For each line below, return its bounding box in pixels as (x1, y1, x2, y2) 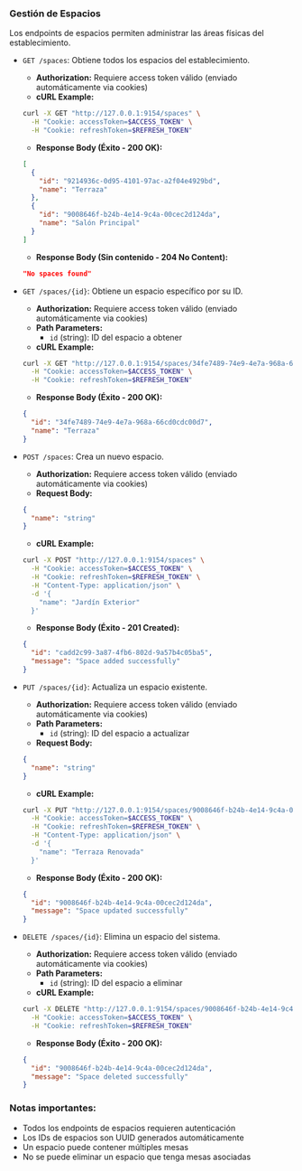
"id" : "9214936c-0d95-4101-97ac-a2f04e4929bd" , (39, 176, 221, 185)
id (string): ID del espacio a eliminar (49, 978, 183, 988)
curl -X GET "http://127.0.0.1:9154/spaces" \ (22, 109, 201, 118)
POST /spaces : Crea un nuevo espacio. (22, 451, 164, 462)
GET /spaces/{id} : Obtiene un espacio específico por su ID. (22, 286, 243, 296)
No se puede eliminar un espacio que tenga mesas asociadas (22, 1151, 252, 1162)
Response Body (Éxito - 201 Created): (35, 623, 180, 633)
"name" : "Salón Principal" (39, 219, 141, 228)
